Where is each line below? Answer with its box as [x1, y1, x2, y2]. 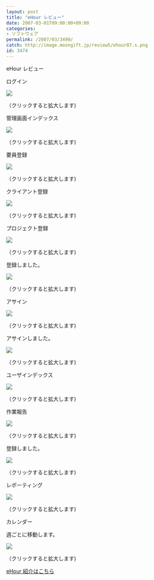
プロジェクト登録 [6, 224, 48, 231]
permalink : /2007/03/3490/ [6, 37, 73, 43]
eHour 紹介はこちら [6, 567, 55, 575]
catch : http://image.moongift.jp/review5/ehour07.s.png [6, 43, 148, 49]
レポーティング [6, 481, 43, 488]
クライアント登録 [6, 188, 48, 195]
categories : [6, 25, 36, 32]
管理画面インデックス [6, 114, 58, 122]
